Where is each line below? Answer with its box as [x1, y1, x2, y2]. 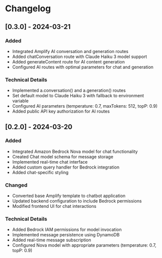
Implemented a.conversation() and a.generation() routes [12, 87, 126, 93]
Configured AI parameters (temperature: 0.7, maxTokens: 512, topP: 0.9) [12, 103, 158, 109]
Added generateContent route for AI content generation [12, 58, 125, 64]
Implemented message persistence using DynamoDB [12, 232, 120, 238]
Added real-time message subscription [12, 237, 92, 243]
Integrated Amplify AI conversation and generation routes [12, 48, 129, 54]
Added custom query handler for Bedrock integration [12, 164, 119, 170]
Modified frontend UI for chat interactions [12, 203, 97, 209]
